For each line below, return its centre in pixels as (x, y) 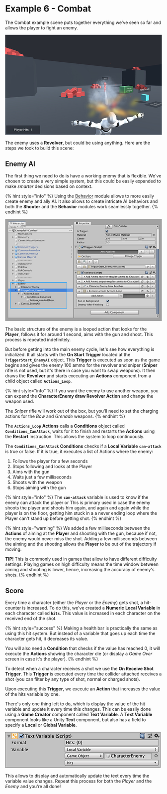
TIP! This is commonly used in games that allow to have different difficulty (81, 559)
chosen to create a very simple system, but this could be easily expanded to (83, 181)
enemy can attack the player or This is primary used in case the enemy (78, 503)
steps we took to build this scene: (40, 148)
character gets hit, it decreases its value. (47, 639)
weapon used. (20, 401)
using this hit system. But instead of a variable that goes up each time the (80, 634)
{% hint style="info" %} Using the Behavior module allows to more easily (80, 196)
